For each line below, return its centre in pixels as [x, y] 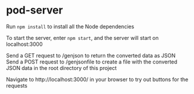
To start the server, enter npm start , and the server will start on [82, 38]
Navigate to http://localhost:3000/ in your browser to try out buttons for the [97, 79]
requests [17, 85]
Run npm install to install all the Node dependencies [70, 26]
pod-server [35, 10]
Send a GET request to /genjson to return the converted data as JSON [91, 55]
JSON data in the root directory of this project [61, 68]
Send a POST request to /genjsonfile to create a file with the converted [92, 62]
